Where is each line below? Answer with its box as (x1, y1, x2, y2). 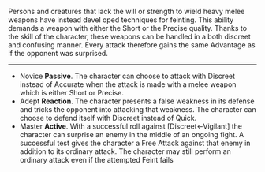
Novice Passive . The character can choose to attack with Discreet (19, 71, 235, 80)
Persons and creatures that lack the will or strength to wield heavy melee (8, 7, 245, 16)
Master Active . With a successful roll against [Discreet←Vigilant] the (19, 122, 243, 131)
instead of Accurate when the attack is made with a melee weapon (19, 80, 237, 89)
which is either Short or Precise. (19, 88, 125, 97)
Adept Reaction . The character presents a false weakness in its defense (19, 96, 255, 106)
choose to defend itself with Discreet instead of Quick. (19, 114, 197, 122)
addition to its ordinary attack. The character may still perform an (19, 147, 231, 156)
